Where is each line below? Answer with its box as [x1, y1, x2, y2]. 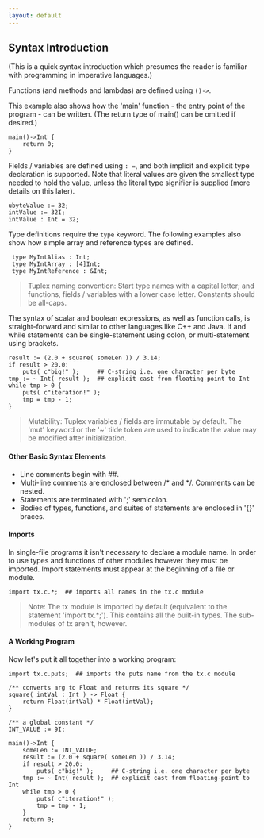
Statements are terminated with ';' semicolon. [19, 494, 169, 504]
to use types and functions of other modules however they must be [8, 555, 228, 565]
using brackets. [8, 339, 59, 348]
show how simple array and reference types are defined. [8, 238, 193, 248]
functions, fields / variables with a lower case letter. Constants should [27, 290, 255, 299]
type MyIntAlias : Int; [11, 253, 90, 262]
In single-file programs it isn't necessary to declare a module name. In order [8, 547, 256, 556]
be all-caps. [27, 298, 67, 308]
